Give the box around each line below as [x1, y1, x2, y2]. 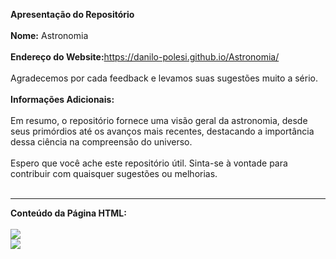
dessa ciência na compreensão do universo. [10, 136, 193, 148]
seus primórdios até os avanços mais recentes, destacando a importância [10, 125, 315, 137]
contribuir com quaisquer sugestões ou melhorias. [10, 168, 218, 179]
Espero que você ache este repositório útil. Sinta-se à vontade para [10, 157, 288, 169]
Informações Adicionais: [10, 94, 115, 105]
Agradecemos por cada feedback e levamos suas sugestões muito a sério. [10, 72, 318, 84]
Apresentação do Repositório [10, 9, 135, 20]
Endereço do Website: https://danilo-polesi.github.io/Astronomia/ [10, 51, 280, 63]
